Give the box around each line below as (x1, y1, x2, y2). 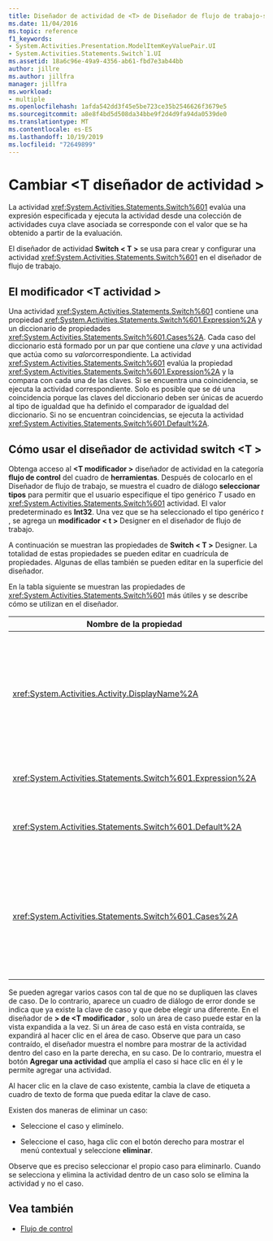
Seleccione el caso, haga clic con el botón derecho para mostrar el (19, 1137, 245, 1147)
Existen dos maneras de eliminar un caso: (8, 1105, 148, 1115)
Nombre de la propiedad (86, 619, 183, 630)
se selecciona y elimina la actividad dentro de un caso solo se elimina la (8, 1170, 249, 1180)
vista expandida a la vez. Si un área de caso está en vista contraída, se (8, 1022, 245, 1032)
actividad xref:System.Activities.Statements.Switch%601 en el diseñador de (8, 253, 262, 263)
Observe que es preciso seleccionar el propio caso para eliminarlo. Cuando (8, 1161, 262, 1171)
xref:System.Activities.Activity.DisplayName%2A (12, 688, 199, 699)
